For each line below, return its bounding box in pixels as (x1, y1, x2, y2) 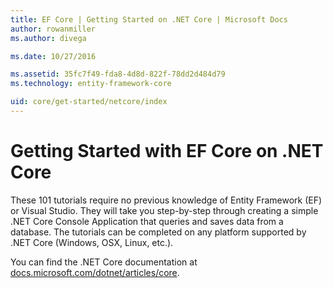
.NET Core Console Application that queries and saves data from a (10, 215, 284, 227)
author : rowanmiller (10, 24, 97, 34)
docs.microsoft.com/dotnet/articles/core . (10, 266, 180, 278)
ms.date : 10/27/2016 (10, 51, 97, 61)
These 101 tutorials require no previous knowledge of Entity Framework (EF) (10, 194, 323, 206)
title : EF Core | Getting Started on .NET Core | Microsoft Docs (10, 14, 288, 25)
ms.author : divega (10, 33, 87, 43)
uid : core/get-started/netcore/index (10, 97, 168, 107)
